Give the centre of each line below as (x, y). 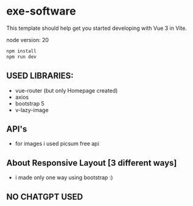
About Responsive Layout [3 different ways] (92, 163)
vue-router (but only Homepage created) (66, 90)
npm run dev (21, 57)
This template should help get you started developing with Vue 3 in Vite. (97, 28)
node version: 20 (28, 40)
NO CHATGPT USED (45, 197)
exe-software (41, 11)
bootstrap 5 (30, 103)
